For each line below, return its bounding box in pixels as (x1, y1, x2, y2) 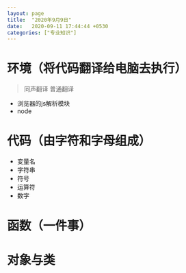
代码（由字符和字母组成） (7, 133, 152, 149)
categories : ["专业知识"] (7, 29, 77, 36)
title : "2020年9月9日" (7, 16, 72, 23)
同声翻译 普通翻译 (23, 85, 74, 93)
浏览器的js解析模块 (16, 99, 70, 108)
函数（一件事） (7, 218, 92, 234)
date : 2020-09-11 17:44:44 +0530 (7, 23, 109, 29)
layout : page (7, 10, 44, 17)
